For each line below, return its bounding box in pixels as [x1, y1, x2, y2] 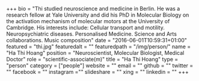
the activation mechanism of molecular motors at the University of [6, 18, 170, 24]
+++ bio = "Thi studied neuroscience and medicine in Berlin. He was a [6, 5, 180, 12]
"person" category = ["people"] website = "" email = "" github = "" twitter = [6, 62, 194, 69]
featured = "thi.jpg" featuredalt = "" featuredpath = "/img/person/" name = [6, 43, 191, 50]
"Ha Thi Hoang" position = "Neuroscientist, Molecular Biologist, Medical [6, 49, 185, 56]
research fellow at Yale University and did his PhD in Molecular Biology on [6, 11, 189, 18]
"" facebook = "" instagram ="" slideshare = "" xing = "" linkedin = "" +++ [6, 68, 189, 75]
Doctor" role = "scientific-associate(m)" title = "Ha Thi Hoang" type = [6, 56, 179, 63]
